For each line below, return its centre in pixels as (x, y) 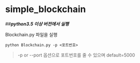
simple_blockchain (45, 9)
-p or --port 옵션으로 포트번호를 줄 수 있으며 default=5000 (76, 55)
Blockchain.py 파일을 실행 (31, 34)
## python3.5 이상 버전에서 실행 (37, 24)
